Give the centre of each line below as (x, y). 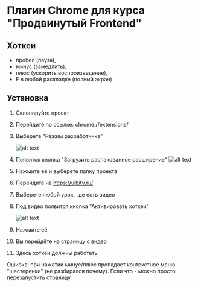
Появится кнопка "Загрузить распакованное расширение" (91, 159)
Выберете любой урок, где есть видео (65, 194)
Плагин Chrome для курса (76, 11)
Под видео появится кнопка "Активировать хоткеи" (82, 206)
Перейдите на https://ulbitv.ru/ (54, 183)
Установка (28, 98)
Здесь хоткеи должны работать (56, 253)
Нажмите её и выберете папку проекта (66, 171)
